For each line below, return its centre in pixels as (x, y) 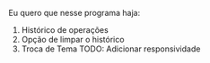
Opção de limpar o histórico (73, 39)
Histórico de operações (65, 30)
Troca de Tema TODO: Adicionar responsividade (111, 49)
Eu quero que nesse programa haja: (74, 13)
